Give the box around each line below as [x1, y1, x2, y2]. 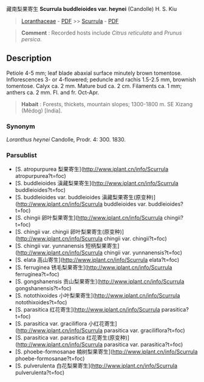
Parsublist [6, 151, 38, 160]
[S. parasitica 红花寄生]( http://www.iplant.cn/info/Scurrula [15, 306, 160, 313]
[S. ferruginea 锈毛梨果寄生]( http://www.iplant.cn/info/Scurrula [15, 264, 172, 271]
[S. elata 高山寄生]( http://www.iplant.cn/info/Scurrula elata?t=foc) [15, 256, 180, 264]
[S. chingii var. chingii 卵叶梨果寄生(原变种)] [15, 228, 124, 236]
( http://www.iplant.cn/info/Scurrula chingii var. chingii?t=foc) [15, 235, 167, 242]
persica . [21, 36, 42, 43]
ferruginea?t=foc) [15, 271, 59, 278]
